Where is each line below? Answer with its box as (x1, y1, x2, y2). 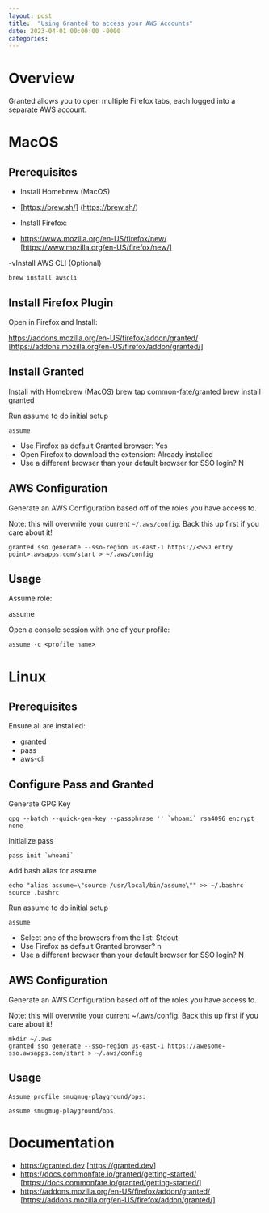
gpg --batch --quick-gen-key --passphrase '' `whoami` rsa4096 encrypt (8, 815, 254, 823)
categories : (8, 34, 48, 43)
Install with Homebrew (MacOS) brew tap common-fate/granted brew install (8, 387, 261, 396)
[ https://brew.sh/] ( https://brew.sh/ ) (19, 203, 139, 212)
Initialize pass (8, 836, 54, 846)
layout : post (8, 11, 53, 20)
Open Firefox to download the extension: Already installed (19, 449, 214, 459)
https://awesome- (166, 1042, 226, 1050)
